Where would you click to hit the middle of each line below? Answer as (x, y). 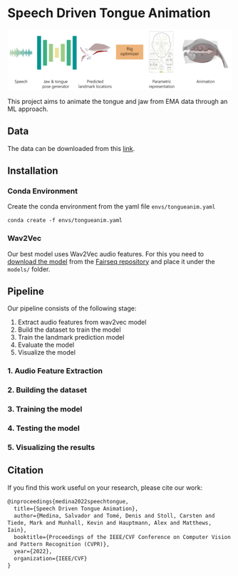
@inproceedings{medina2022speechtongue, (68, 501)
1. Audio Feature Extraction (55, 371)
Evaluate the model (46, 345)
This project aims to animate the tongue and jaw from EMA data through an (118, 101)
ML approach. (28, 109)
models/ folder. (29, 269)
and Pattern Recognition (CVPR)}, (59, 544)
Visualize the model (47, 352)
